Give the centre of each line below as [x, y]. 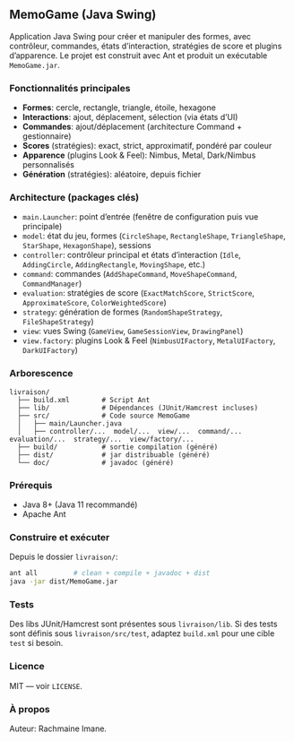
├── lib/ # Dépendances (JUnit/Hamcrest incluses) [138, 408]
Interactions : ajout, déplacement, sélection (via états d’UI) [130, 117]
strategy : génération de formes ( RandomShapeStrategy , [122, 312]
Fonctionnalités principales [70, 88]
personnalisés [48, 165]
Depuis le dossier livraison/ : [64, 557]
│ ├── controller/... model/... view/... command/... [130, 431]
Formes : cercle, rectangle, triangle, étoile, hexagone [119, 108]
